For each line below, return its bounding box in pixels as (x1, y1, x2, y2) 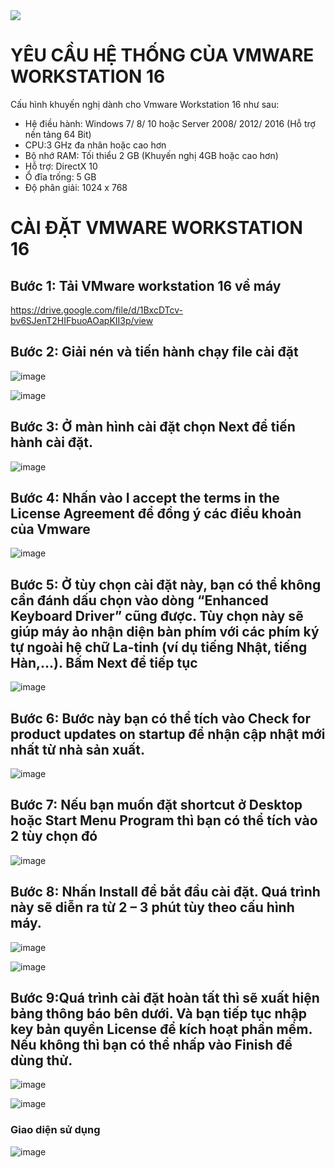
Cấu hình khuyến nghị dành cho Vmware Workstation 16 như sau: (10, 98, 280, 110)
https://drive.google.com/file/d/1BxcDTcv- (10, 304, 184, 316)
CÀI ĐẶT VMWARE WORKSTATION (10, 217, 303, 239)
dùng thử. (10, 1052, 73, 1069)
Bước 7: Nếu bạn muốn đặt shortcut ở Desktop (10, 797, 303, 814)
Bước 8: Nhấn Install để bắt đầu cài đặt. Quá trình (10, 884, 321, 901)
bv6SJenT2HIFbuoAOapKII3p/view (10, 314, 154, 326)
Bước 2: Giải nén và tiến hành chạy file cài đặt (10, 344, 299, 361)
